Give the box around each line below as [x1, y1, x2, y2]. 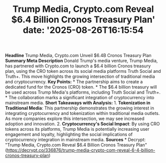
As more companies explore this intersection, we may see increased [5, 115, 145, 122]
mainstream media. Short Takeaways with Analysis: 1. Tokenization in [5, 100, 151, 106]
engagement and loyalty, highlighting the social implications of [5, 131, 133, 137]
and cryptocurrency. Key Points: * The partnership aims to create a [5, 79, 143, 85]
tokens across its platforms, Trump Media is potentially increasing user [5, 126, 150, 132]
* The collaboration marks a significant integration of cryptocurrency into [5, 95, 155, 101]
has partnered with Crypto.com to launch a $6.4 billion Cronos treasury [5, 63, 151, 69]
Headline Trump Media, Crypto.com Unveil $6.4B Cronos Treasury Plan [5, 53, 152, 58]
